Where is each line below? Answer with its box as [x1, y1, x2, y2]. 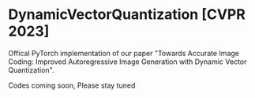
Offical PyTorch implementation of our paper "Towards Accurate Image [8, 48, 239, 58]
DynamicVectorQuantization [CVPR [8, 6, 246, 24]
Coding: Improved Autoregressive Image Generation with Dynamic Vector [8, 57, 247, 66]
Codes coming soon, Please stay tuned [8, 81, 136, 90]
